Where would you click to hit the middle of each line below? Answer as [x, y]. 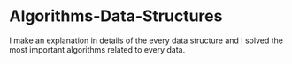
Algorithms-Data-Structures [116, 16]
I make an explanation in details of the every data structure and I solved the [146, 40]
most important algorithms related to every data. [97, 49]
